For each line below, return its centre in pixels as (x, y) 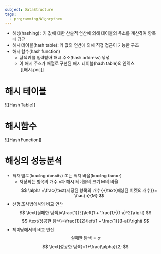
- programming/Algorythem (36, 19)
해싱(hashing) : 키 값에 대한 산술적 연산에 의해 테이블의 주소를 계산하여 (80, 33)
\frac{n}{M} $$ (89, 196)
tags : (10, 14)
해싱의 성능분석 (34, 161)
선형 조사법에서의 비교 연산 (38, 204)
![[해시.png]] (32, 70)
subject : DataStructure (29, 10)
